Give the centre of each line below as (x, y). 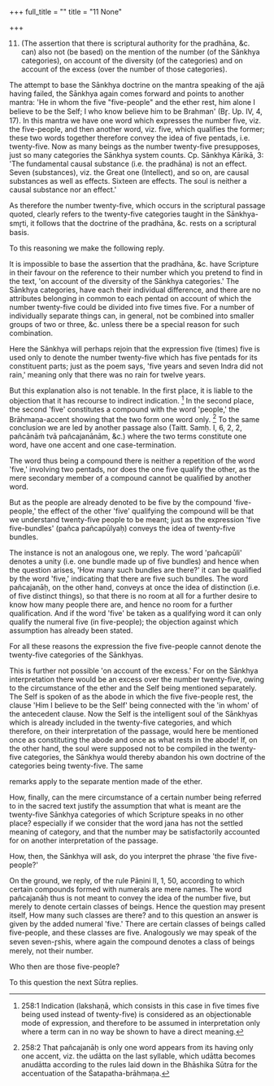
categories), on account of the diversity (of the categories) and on (132, 61)
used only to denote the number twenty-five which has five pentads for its (134, 358)
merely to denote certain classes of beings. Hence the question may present (137, 907)
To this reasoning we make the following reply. (87, 248)
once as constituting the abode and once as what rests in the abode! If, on (133, 740)
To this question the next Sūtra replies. (74, 983)
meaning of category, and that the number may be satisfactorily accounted (135, 832)
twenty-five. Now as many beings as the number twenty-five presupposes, (135, 146)
